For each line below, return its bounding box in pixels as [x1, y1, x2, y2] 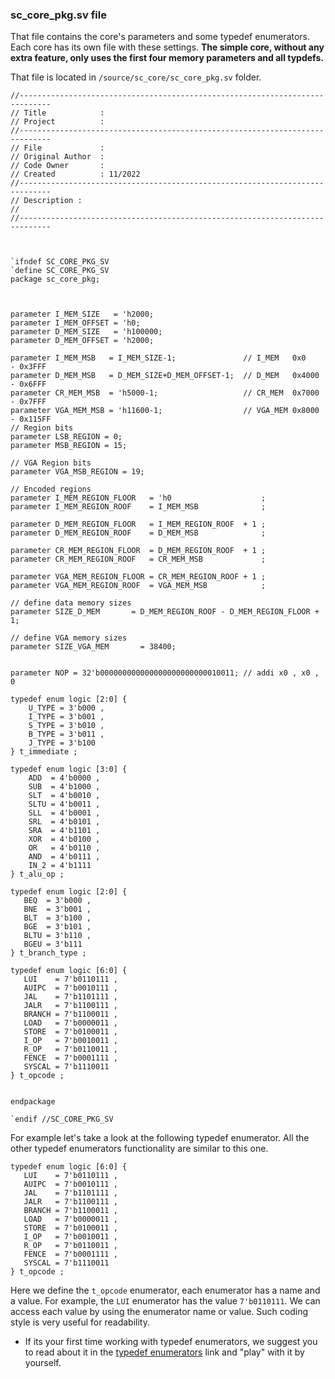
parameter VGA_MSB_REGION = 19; [10, 467, 145, 477]
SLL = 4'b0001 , [28, 808, 101, 818]
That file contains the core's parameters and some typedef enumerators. [10, 31, 311, 43]
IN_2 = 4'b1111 [28, 861, 92, 871]
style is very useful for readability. [10, 1316, 150, 1328]
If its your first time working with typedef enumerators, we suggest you [24, 1336, 318, 1348]
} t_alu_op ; [10, 869, 65, 880]
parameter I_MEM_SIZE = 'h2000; [10, 309, 155, 320]
